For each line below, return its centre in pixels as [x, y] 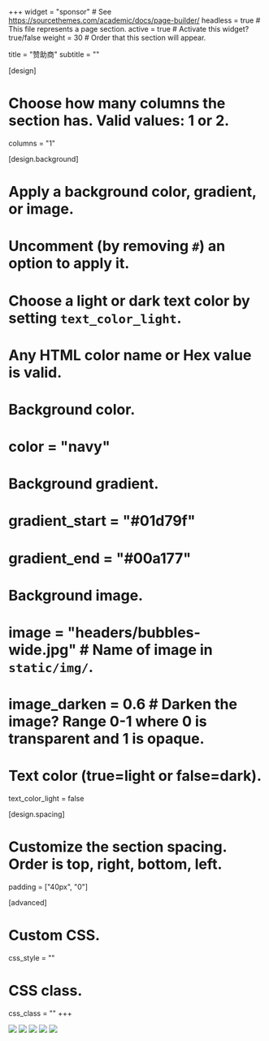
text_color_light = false [46, 799]
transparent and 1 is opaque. [106, 739]
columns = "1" [32, 143]
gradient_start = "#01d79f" [102, 521]
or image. [41, 209]
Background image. [76, 595]
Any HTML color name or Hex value [130, 355]
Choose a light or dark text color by [129, 301]
